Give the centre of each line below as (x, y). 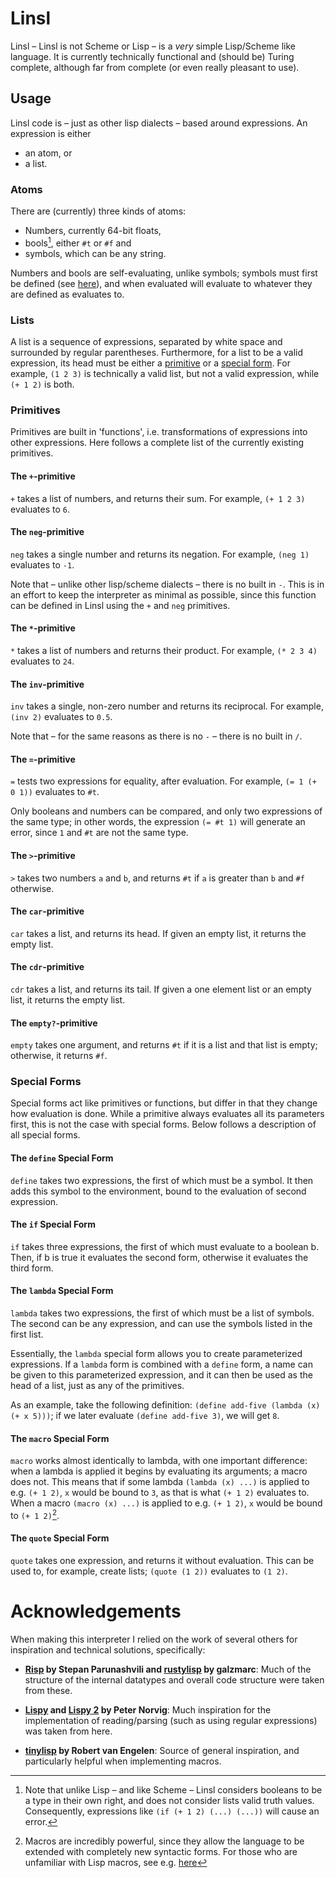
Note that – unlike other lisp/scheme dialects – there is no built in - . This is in (167, 584)
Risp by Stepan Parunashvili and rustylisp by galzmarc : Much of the (168, 1669)
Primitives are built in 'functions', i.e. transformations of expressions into (159, 432)
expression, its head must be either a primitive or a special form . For (150, 363)
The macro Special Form (60, 1438)
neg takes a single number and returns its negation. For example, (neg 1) (160, 554)
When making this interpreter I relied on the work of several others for (154, 1639)
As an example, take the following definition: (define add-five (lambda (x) (165, 1405)
